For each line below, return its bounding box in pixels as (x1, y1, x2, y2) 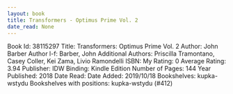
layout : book (7, 10, 45, 17)
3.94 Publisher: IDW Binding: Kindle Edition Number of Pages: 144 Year (7, 64, 211, 73)
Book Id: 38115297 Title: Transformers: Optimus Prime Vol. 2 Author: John (7, 42, 218, 51)
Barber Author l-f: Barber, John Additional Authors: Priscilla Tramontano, (7, 49, 215, 58)
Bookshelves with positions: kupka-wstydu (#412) (30, 79, 173, 88)
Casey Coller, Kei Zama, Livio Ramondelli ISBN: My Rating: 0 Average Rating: (7, 57, 226, 65)
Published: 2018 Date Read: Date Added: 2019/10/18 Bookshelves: (7, 72, 196, 80)
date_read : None (7, 23, 54, 30)
